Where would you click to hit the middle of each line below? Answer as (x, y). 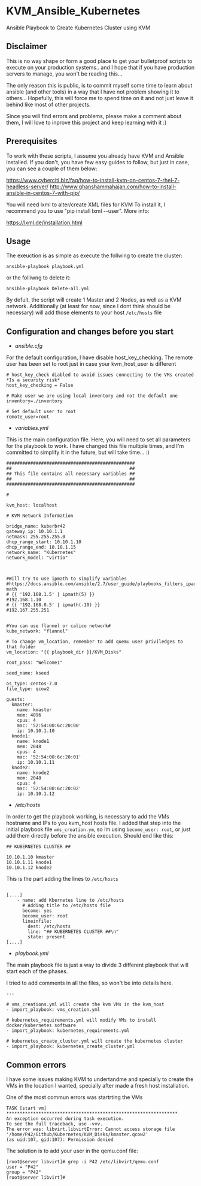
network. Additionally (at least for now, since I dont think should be (89, 306)
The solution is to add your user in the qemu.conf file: (72, 1151)
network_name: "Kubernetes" (41, 553)
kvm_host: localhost (32, 505)
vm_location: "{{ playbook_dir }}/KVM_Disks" (64, 652)
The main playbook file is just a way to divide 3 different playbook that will (97, 965)
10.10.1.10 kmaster (31, 857)
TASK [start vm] (26, 1108)
